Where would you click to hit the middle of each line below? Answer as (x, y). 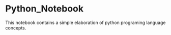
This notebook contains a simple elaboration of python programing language (85, 22)
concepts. (16, 27)
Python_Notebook (45, 9)
